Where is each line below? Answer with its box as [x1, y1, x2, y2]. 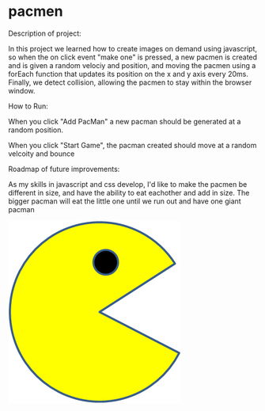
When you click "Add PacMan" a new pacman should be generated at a [8, 116, 241, 126]
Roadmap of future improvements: [8, 164, 120, 173]
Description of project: [8, 29, 81, 38]
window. [8, 86, 36, 95]
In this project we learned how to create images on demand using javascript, [8, 44, 258, 53]
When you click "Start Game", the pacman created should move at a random [8, 140, 257, 150]
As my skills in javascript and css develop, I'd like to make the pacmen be [8, 179, 248, 188]
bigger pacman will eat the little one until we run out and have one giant [8, 196, 241, 206]
